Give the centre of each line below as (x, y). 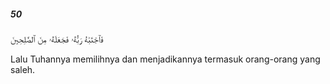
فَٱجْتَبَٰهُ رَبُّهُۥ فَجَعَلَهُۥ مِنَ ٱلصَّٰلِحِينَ (57, 39)
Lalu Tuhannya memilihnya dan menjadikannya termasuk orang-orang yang (165, 59)
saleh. (23, 69)
